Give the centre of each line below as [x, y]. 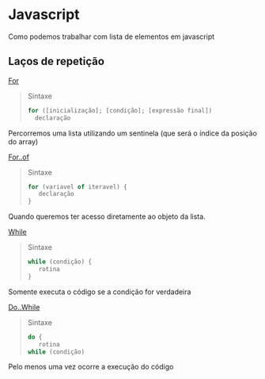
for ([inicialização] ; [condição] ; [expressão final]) [120, 110]
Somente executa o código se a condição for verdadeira [100, 292]
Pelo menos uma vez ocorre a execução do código [91, 367]
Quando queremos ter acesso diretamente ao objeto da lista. [107, 216]
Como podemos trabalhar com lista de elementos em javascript [112, 36]
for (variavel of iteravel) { [78, 187]
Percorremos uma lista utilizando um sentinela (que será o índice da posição [132, 133]
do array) [23, 141]
